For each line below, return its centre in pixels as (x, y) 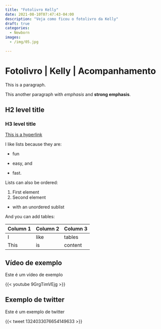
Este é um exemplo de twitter (35, 312)
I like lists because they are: (33, 144)
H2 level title (25, 110)
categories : (17, 28)
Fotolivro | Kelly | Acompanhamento (80, 71)
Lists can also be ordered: (32, 183)
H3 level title (21, 124)
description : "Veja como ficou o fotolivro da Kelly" (62, 19)
